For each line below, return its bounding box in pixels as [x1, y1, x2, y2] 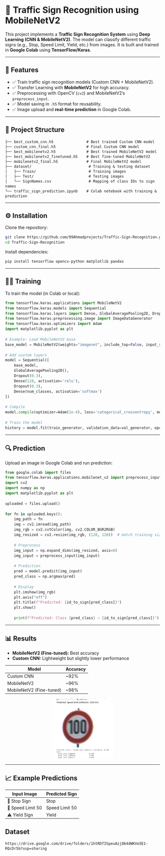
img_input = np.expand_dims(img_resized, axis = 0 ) [14, 548, 118, 553]
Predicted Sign [46, 791, 77, 797]
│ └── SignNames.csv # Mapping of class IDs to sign [5, 178, 155, 184]
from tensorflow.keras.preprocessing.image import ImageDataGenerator [5, 316, 153, 321]
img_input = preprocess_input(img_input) [14, 553, 100, 558]
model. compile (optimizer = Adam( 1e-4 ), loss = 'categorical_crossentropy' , [5, 410, 155, 415]
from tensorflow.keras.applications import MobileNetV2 [5, 300, 122, 305]
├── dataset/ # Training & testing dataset [5, 164, 151, 169]
